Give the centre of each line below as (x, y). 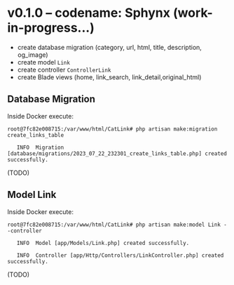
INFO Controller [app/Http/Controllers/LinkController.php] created (120, 255)
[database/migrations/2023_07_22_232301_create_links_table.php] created (117, 153)
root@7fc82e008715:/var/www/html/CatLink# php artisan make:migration (112, 129)
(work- (193, 13)
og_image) (33, 55)
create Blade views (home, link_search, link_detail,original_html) (109, 77)
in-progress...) (51, 28)
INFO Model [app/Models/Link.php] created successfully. (103, 243)
